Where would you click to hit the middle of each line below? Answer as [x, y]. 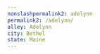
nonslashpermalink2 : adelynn [50, 14]
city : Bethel [26, 33]
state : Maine [26, 40]
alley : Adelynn [30, 27]
